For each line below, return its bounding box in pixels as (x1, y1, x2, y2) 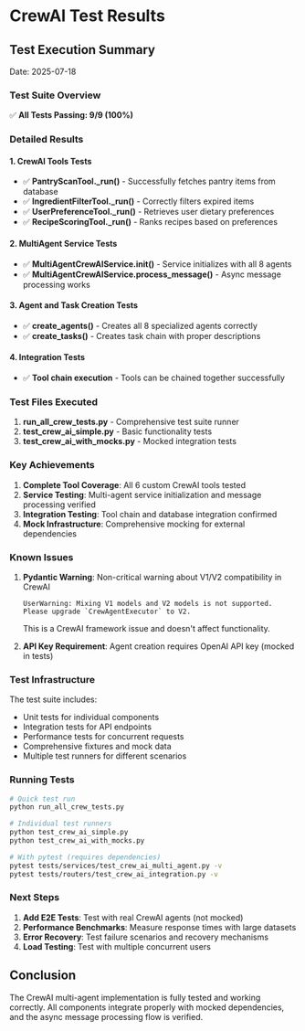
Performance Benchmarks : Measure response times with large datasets (22, 921, 297, 932)
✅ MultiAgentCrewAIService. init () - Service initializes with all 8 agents (22, 258, 292, 270)
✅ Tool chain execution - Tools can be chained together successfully (22, 372, 286, 384)
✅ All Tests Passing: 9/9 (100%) (9, 110, 134, 121)
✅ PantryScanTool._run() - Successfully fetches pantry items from (22, 175, 276, 187)
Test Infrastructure (9, 673, 96, 686)
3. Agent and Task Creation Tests (9, 300, 139, 311)
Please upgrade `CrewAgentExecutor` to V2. (22, 607, 192, 616)
